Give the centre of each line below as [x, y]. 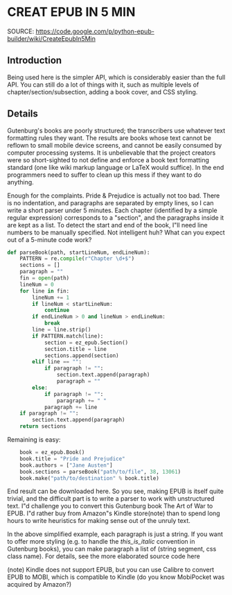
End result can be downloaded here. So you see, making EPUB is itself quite [115, 491]
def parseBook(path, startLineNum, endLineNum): [79, 252]
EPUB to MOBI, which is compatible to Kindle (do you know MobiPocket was [116, 577]
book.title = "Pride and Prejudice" [73, 458]
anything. [21, 182]
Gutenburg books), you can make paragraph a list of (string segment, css [112, 549]
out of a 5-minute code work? [50, 239]
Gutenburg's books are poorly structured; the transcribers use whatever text [116, 130]
